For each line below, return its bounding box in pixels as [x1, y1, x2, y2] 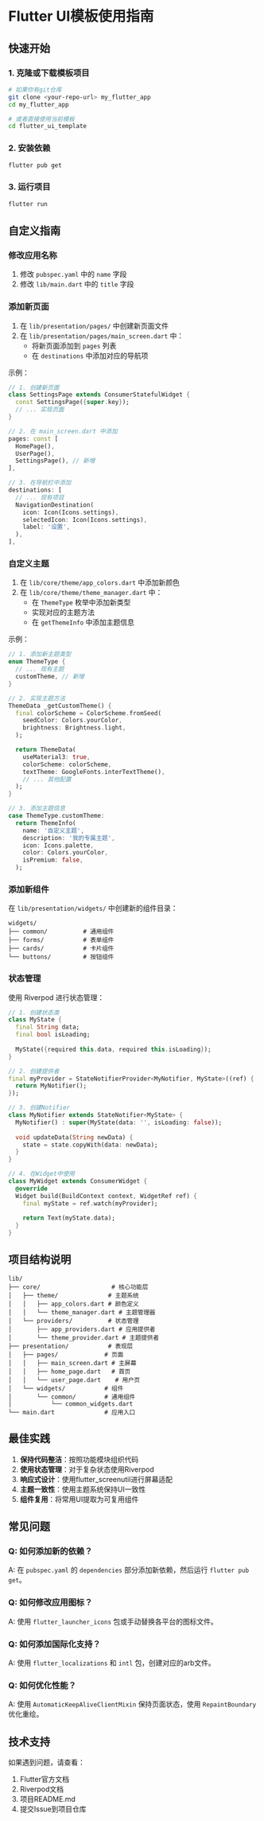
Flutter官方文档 [19, 1775, 70, 1784]
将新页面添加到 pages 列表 [31, 340, 117, 350]
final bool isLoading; [15, 1031, 91, 1039]
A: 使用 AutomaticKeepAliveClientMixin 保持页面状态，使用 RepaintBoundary [8, 1699, 257, 1709]
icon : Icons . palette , [22, 841, 94, 850]
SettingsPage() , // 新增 [15, 457, 95, 465]
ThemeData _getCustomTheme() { [8, 702, 112, 710]
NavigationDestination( [15, 500, 94, 509]
